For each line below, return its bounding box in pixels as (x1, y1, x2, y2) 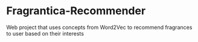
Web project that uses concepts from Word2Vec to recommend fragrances (6, 24, 193, 31)
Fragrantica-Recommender (6, 4, 146, 18)
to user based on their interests (6, 30, 85, 37)
